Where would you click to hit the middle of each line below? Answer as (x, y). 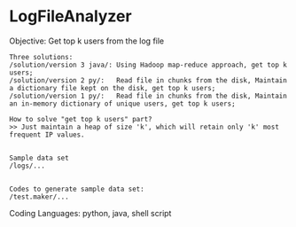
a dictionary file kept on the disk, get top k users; (113, 88)
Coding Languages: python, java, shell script (90, 213)
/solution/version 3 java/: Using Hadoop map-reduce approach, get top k (148, 65)
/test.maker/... (39, 197)
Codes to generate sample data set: (77, 189)
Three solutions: (41, 57)
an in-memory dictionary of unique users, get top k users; (123, 104)
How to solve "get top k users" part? (81, 119)
